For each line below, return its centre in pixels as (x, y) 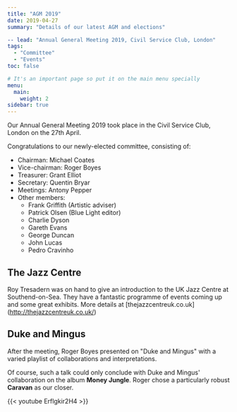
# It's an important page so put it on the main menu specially (104, 78)
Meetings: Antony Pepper (55, 190)
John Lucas (45, 243)
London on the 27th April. (44, 133)
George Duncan (51, 235)
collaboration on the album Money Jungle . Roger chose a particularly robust (119, 379)
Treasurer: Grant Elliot (49, 175)
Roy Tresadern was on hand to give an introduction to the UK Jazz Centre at (118, 289)
